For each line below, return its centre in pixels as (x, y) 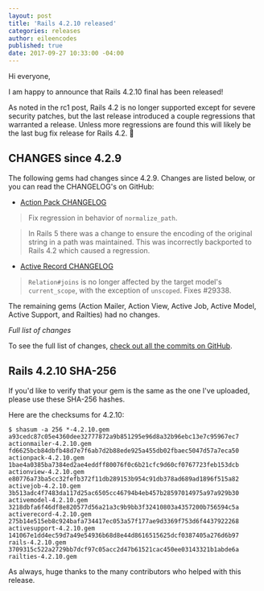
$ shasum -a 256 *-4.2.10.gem (59, 429)
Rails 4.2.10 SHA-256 (62, 371)
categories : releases (45, 31)
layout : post (30, 16)
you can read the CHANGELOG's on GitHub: (81, 186)
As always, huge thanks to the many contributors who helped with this (125, 571)
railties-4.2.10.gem (43, 556)
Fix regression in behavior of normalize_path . (103, 218)
